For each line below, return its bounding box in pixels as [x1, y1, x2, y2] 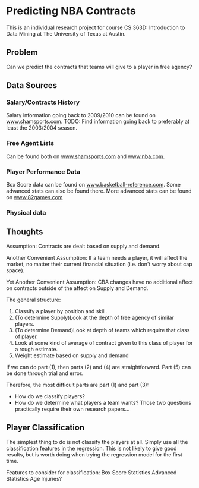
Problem [6, 48, 39, 58]
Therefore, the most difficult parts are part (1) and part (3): [6, 381, 149, 388]
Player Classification [6, 423, 85, 433]
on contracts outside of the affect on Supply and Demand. [6, 284, 149, 292]
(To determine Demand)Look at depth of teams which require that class [14, 326, 190, 333]
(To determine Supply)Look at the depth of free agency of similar [14, 314, 174, 321]
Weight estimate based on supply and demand [14, 352, 129, 359]
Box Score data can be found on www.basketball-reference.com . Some [6, 181, 181, 188]
